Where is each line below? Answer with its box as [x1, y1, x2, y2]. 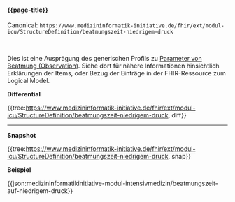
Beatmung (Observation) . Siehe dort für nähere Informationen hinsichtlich [7, 62, 220, 70]
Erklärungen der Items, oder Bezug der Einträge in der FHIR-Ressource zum [7, 69, 226, 78]
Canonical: [7, 21, 38, 29]
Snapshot [7, 131, 36, 140]
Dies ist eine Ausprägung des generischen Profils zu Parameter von [7, 55, 203, 63]
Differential [7, 90, 41, 99]
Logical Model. [7, 77, 50, 85]
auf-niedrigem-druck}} [7, 187, 73, 195]
